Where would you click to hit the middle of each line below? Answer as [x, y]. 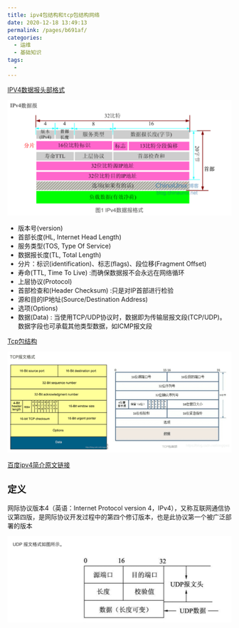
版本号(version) [40, 229]
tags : [15, 61]
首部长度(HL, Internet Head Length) [70, 237]
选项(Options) [38, 308]
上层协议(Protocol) [45, 282]
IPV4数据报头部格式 [36, 90]
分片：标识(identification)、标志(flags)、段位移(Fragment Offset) [112, 264]
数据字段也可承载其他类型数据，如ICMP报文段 [85, 326]
